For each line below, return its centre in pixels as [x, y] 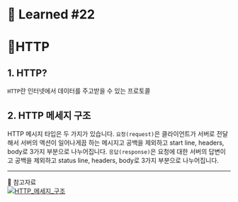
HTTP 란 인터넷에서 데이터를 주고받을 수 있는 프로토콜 [79, 91]
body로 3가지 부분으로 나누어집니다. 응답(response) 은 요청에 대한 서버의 [107, 151]
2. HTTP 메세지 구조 [49, 115]
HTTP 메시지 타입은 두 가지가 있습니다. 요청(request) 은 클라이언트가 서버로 [111, 134]
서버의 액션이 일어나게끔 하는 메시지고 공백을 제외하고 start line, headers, [122, 142]
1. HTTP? [27, 73]
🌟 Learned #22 [51, 15]
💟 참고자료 [22, 182]
